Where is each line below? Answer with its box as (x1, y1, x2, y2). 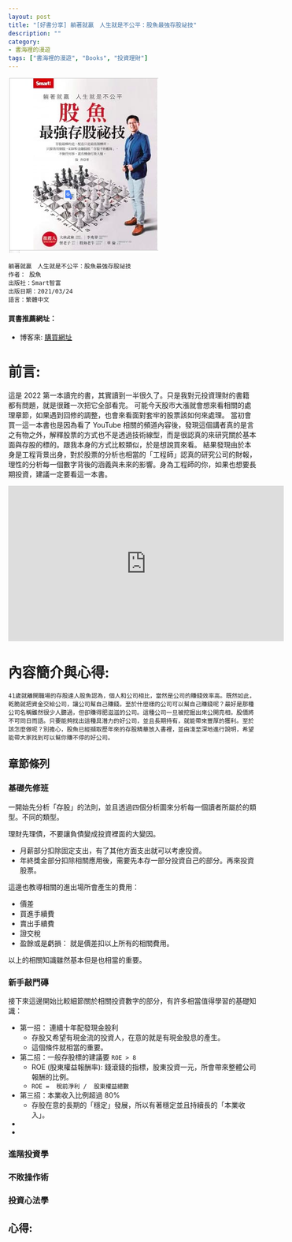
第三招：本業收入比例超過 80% (19, 1090, 120, 1100)
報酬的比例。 (31, 1072, 73, 1082)
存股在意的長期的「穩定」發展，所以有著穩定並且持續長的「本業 (31, 1101, 238, 1110)
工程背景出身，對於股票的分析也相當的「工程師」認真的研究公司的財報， (21, 450, 257, 459)
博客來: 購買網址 (19, 332, 72, 342)
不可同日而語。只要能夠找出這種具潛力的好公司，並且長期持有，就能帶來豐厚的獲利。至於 (8, 717, 254, 725)
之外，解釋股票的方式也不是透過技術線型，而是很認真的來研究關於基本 (28, 430, 257, 440)
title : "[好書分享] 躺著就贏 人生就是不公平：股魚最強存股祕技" (8, 21, 198, 29)
